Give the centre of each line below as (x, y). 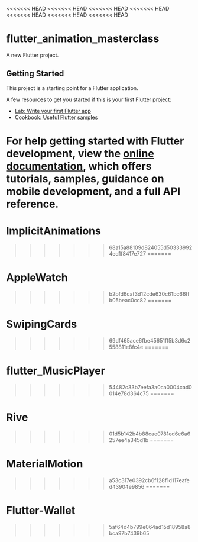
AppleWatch (37, 278)
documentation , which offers (79, 166)
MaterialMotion (45, 464)
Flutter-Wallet (41, 510)
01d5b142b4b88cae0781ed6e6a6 (150, 434)
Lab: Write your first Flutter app (53, 111)
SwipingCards (42, 324)
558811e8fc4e (126, 347)
